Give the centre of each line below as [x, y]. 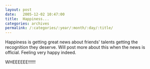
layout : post [18, 10]
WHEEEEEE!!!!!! [20, 62]
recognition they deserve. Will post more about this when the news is [75, 47]
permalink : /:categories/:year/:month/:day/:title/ [59, 28]
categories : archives [27, 23]
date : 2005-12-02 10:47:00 [35, 14]
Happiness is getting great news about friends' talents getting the [72, 42]
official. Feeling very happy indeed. [41, 53]
